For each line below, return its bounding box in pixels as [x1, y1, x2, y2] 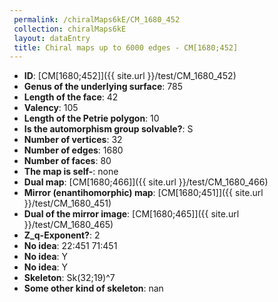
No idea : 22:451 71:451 [23, 240, 118, 252]
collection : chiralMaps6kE [13, 24, 127, 34]
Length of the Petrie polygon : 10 [23, 112, 160, 125]
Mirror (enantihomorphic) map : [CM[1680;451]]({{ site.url [23, 187, 264, 199]
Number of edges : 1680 [23, 144, 124, 156]
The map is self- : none [23, 166, 119, 178]
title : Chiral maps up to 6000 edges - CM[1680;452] [13, 42, 239, 53]
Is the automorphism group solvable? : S [23, 123, 194, 135]
